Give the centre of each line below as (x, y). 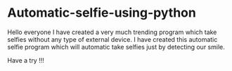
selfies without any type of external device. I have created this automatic (112, 39)
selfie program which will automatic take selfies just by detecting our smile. (116, 47)
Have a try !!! (26, 60)
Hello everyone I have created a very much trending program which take (112, 32)
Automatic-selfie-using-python (102, 13)
